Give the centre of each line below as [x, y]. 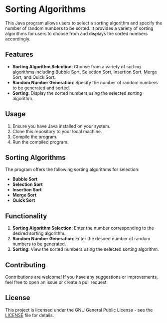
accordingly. [18, 39]
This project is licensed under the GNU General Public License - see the [79, 310]
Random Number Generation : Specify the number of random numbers [85, 82]
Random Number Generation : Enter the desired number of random [81, 239]
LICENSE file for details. [30, 315]
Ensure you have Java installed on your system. [61, 126]
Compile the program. [35, 137]
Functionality [26, 216]
